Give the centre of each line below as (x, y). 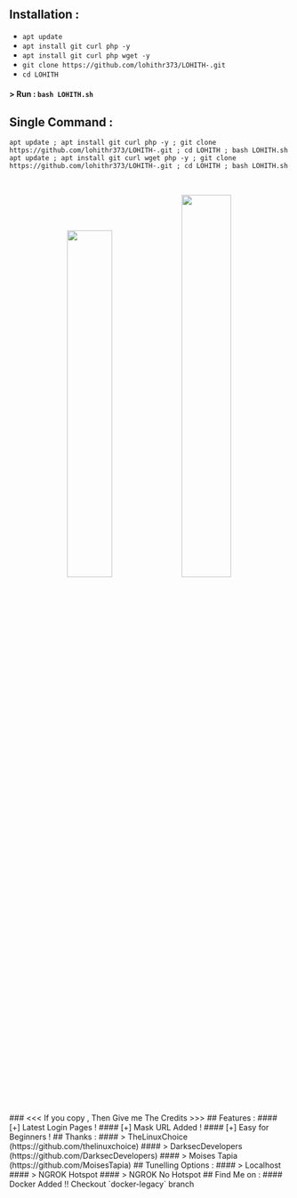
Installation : (44, 15)
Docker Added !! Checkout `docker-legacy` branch (102, 1184)
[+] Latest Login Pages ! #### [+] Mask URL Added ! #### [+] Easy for (139, 1128)
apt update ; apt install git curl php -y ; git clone (113, 143)
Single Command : (61, 122)
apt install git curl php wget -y (86, 56)
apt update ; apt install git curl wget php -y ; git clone (123, 158)
